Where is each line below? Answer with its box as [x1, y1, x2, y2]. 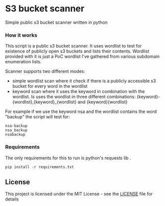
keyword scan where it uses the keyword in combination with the [12, 89, 145, 95]
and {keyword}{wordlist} [77, 99, 128, 105]
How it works [5, 32, 38, 39]
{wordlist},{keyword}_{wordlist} [12, 99, 77, 105]
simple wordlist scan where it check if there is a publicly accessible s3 [12, 78, 156, 84]
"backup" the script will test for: [5, 114, 70, 120]
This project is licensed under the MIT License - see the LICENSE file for [5, 191, 153, 197]
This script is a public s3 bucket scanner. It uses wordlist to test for [5, 43, 142, 49]
